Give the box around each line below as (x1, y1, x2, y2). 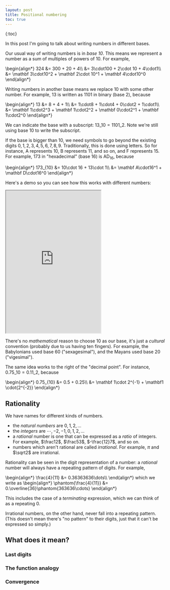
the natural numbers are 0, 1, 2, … (12, 422, 82, 429)
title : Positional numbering (5, 12, 67, 17)
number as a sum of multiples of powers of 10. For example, (5, 56, 130, 62)
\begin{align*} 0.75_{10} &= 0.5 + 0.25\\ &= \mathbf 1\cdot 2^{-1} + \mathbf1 (5, 379, 164, 386)
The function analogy (5, 565, 59, 572)
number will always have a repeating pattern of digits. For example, (5, 465, 145, 471)
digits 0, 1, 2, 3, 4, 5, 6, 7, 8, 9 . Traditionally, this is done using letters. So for (5, 143, 158, 149)
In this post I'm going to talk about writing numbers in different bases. (5, 41, 150, 47)
